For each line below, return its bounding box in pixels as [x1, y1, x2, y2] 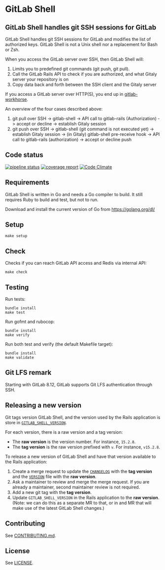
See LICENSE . [5, 560, 33, 566]
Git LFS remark [5, 368, 52, 377]
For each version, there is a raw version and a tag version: [5, 429, 123, 435]
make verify [5, 332, 30, 338]
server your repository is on [12, 77, 69, 82]
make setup [5, 234, 28, 239]
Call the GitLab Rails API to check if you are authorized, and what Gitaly [12, 71, 157, 77]
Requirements [5, 178, 49, 187]
